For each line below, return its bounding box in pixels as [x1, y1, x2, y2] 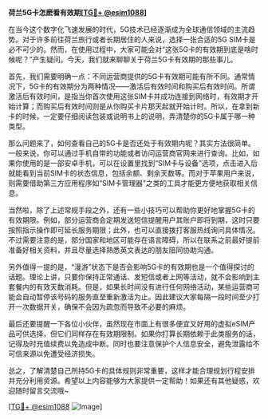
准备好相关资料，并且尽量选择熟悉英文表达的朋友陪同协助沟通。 [8, 245, 218, 255]
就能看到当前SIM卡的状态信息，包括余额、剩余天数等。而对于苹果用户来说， [8, 168, 259, 178]
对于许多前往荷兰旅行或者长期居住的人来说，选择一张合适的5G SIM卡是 [22, 35, 257, 44]
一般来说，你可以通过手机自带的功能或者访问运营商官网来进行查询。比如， [8, 148, 253, 158]
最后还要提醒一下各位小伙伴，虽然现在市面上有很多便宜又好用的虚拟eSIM [8, 319, 249, 328]
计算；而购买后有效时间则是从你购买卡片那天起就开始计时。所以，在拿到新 [14, 101, 260, 111]
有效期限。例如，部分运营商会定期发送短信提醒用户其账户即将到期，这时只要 [8, 215, 260, 224]
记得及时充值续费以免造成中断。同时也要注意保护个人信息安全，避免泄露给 [8, 339, 253, 348]
